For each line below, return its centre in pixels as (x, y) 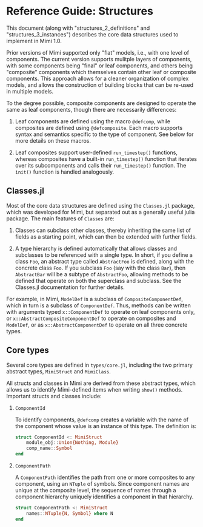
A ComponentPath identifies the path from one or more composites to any (105, 477)
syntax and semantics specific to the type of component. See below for (104, 134)
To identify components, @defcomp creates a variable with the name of (102, 420)
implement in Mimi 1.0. (34, 41)
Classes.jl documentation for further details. (70, 287)
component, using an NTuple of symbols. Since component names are (102, 484)
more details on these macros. (53, 140)
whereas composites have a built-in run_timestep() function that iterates (106, 158)
